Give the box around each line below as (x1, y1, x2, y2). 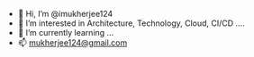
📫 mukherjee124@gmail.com (17, 37, 128, 48)
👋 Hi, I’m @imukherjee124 (17, 9, 113, 19)
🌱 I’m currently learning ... (17, 28, 114, 37)
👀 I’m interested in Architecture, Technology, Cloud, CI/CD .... (17, 18, 245, 28)
